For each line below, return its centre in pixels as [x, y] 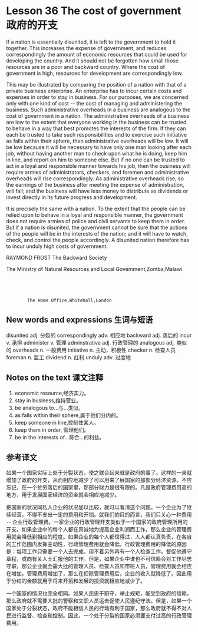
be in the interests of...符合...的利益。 [60, 437]
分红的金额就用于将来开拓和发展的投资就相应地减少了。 [78, 581]
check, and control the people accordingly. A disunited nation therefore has [98, 240]
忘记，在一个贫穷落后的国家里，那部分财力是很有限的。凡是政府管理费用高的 [99, 488]
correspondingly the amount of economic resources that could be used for [97, 54]
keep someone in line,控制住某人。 [57, 422]
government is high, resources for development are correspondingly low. [95, 73]
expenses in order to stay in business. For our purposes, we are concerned [97, 97]
